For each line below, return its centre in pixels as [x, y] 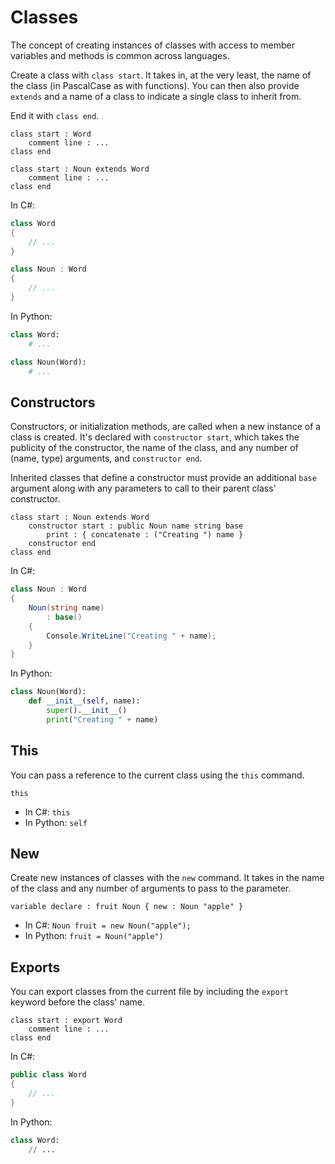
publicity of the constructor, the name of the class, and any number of [154, 448]
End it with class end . [55, 115]
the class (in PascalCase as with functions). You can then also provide [155, 85]
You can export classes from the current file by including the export [149, 992]
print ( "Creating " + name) [102, 719]
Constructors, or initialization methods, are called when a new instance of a [166, 427]
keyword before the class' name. [78, 1002]
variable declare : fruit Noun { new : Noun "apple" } [127, 907]
